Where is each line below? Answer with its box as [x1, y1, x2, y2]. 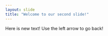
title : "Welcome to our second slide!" [5, 12, 89, 17]
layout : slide [5, 7, 35, 12]
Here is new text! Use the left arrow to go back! [5, 25, 103, 31]
